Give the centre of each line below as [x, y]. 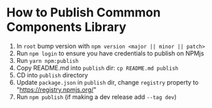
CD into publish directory [52, 75]
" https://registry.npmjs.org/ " [56, 90]
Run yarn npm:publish [47, 60]
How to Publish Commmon [84, 13]
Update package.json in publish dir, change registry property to [107, 82]
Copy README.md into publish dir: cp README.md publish [97, 68]
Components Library [67, 27]
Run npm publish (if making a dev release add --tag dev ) [96, 96]
